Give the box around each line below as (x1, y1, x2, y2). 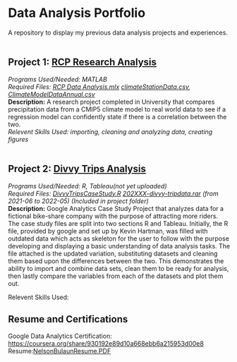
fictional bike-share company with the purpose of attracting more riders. (8, 212, 218, 220)
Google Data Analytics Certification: (8, 332, 112, 340)
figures (8, 135, 29, 143)
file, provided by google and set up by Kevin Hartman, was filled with (8, 227, 208, 235)
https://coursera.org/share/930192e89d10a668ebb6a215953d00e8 (8, 339, 204, 348)
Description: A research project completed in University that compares (8, 97, 215, 106)
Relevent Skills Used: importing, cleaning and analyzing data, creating (8, 127, 213, 135)
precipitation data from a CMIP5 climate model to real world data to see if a (8, 104, 226, 114)
